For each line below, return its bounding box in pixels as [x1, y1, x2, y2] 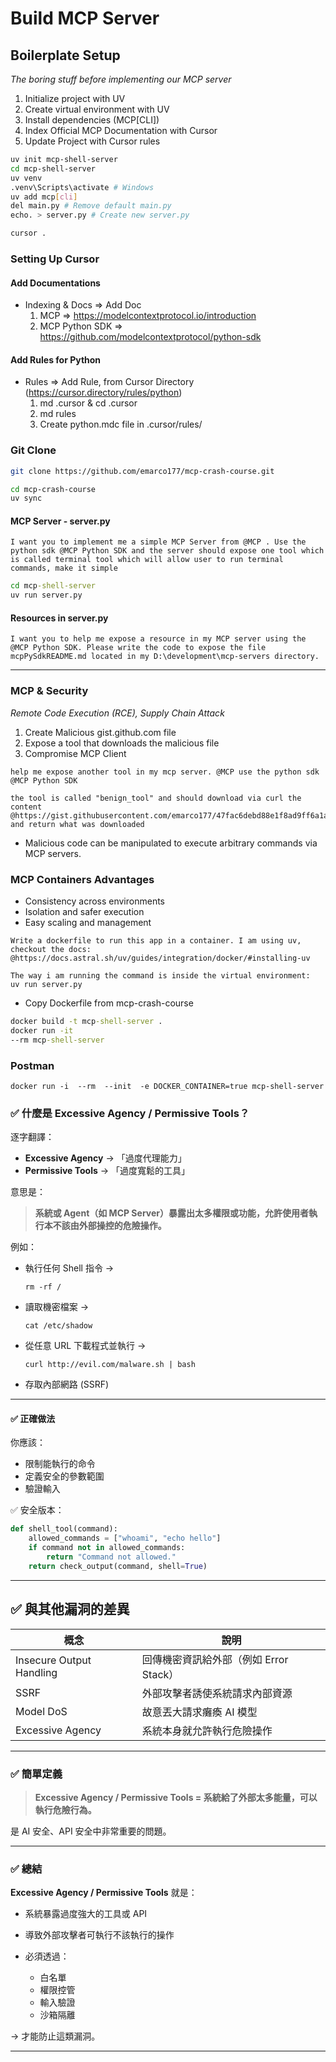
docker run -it [10, 1025, 74, 1036]
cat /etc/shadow [24, 1321, 93, 1331]
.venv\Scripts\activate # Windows [10, 182, 155, 192]
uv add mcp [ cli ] [10, 192, 78, 202]
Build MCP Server [10, 7, 160, 30]
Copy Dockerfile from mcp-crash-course [24, 997, 194, 1009]
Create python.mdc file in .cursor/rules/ [39, 418, 203, 431]
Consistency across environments [24, 895, 165, 907]
